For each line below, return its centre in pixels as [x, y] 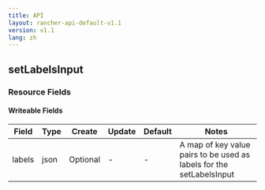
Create [84, 131]
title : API [26, 15]
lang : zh [22, 37]
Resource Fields [39, 91]
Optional [85, 159]
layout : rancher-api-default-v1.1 [65, 23]
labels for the [204, 164]
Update [122, 131]
